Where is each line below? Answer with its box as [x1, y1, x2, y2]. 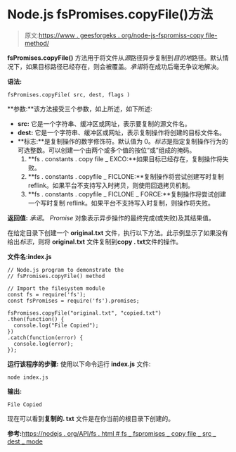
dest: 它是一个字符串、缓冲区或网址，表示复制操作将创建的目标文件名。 [17, 128, 226, 137]
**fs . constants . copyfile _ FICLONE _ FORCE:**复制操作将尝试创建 [27, 189, 226, 198]
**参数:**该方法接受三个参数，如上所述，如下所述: [7, 104, 153, 113]
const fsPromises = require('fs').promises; [7, 297, 140, 304]
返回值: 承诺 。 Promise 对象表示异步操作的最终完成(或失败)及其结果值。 [7, 213, 216, 222]
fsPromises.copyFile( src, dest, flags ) [7, 91, 131, 99]
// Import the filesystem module [7, 284, 105, 292]
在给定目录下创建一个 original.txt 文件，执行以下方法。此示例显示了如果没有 [7, 228, 228, 237]
